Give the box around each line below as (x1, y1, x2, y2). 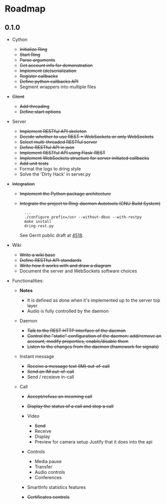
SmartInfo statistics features (27, 484, 86, 490)
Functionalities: (12, 278, 44, 284)
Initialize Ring (19, 46, 47, 52)
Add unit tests (19, 160, 49, 166)
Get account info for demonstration (19, 63, 93, 68)
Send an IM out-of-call (27, 369, 74, 374)
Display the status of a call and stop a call (27, 403, 114, 409)
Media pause (34, 459, 62, 464)
